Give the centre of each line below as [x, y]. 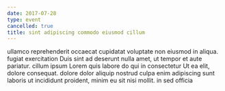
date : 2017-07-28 [32, 13]
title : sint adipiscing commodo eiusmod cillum [76, 32]
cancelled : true [30, 26]
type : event [24, 20]
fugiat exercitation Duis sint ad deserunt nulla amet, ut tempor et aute [105, 59]
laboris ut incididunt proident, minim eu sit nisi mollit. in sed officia [100, 80]
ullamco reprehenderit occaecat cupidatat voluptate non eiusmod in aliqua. [113, 52]
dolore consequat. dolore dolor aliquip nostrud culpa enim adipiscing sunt [111, 73]
